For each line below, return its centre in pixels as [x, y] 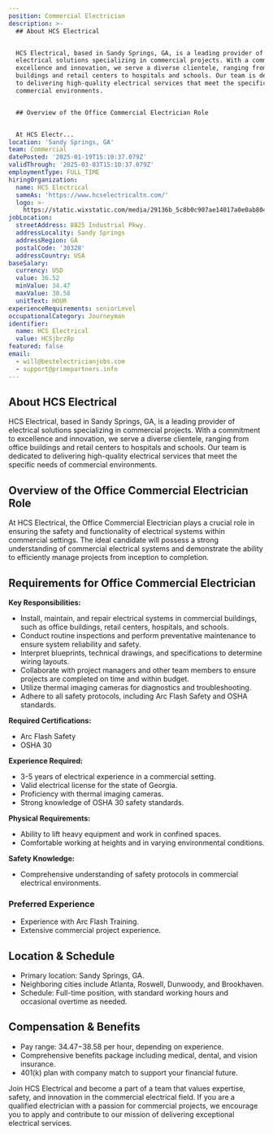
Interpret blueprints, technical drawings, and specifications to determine [141, 653]
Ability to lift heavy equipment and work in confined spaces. [121, 834]
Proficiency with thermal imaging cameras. [92, 794]
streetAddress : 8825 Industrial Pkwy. [82, 225]
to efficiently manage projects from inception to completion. [109, 558]
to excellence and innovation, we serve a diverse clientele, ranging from [129, 439]
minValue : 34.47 [43, 286]
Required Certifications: [50, 720]
